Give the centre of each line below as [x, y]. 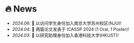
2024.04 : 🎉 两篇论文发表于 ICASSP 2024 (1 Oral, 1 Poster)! [70, 29]
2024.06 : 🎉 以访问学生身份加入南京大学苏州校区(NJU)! [67, 23]
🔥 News [21, 9]
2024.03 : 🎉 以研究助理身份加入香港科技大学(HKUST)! [65, 35]
